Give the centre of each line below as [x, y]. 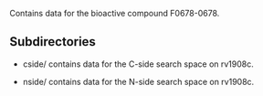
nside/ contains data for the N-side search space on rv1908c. [138, 81]
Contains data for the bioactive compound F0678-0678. [115, 13]
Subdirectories [53, 42]
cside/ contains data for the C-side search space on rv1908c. [138, 64]
